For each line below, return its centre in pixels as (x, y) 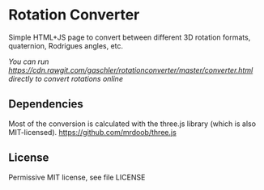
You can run (29, 61)
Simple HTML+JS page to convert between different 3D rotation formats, (130, 37)
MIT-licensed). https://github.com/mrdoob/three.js (92, 132)
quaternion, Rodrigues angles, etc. (66, 45)
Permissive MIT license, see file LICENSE (77, 177)
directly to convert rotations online (66, 78)
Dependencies (46, 104)
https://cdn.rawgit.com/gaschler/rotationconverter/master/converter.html (131, 70)
